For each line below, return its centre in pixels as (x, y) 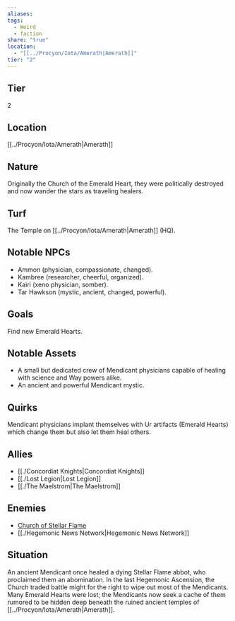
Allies (20, 454)
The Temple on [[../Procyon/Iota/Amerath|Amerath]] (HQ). (91, 230)
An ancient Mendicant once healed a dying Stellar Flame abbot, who (107, 572)
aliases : (20, 14)
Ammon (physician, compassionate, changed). (85, 270)
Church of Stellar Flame (52, 525)
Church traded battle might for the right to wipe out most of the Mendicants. (118, 587)
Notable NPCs (39, 252)
